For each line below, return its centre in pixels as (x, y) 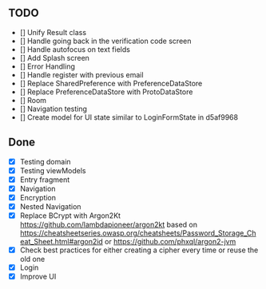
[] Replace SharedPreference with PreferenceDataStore (111, 83)
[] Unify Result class (53, 32)
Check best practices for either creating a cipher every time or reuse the (139, 250)
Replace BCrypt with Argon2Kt (70, 216)
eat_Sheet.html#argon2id (62, 242)
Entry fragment (45, 180)
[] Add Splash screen (55, 57)
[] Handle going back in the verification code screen (105, 41)
